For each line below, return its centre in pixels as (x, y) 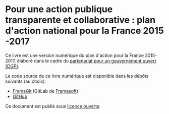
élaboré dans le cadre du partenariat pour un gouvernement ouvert (87, 61)
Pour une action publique (59, 9)
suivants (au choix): (26, 81)
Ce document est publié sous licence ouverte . (53, 106)
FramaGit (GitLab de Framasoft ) (45, 91)
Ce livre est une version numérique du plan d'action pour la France (75, 55)
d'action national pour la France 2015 (84, 31)
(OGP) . (12, 66)
